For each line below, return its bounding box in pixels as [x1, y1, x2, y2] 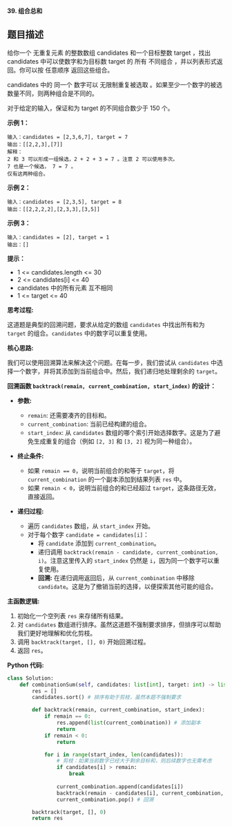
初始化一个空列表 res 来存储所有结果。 [17, 611, 128, 620]
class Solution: [7, 674, 54, 682]
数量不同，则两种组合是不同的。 [7, 89, 98, 97]
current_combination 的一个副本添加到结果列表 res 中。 [27, 475, 186, 483]
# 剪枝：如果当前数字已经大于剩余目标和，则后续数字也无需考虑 [56, 757, 212, 765]
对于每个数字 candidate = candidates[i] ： [27, 530, 150, 539]
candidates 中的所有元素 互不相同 [17, 284, 113, 292]
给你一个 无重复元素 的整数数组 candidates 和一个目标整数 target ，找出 [7, 48, 211, 57]
